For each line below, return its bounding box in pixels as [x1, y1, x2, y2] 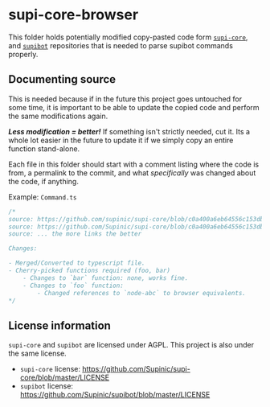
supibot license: [19, 381, 74, 391]
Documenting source [8, 72, 117, 86]
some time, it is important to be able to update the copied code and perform [8, 102, 260, 112]
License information [8, 319, 111, 332]
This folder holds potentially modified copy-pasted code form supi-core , [8, 32, 248, 42]
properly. [8, 49, 39, 59]
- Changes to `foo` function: [22, 282, 125, 290]
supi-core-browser [8, 6, 139, 24]
